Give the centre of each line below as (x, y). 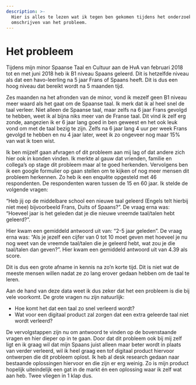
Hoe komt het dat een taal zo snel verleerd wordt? (75, 308)
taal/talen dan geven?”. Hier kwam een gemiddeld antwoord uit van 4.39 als (97, 250)
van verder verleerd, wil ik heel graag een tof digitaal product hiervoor (90, 351)
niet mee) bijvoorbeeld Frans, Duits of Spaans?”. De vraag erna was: (88, 207)
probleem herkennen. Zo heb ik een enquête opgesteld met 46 (81, 177)
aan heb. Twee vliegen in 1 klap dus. (50, 376)
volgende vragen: (27, 190)
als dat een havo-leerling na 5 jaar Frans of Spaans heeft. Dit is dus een (92, 80)
